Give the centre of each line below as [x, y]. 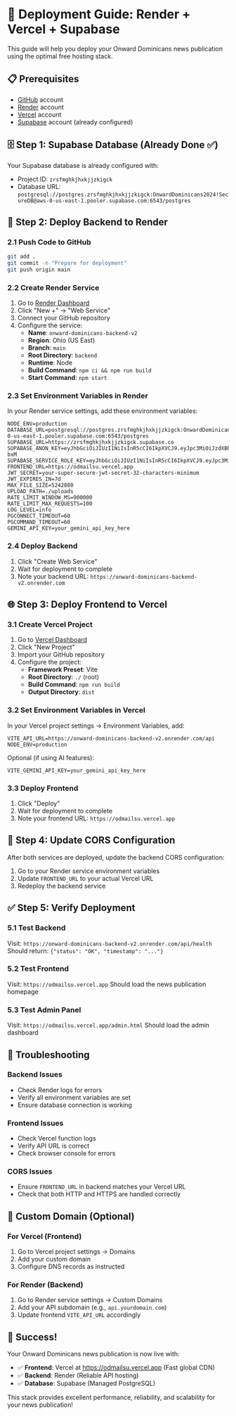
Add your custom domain [54, 1259]
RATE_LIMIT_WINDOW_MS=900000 [50, 498]
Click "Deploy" [39, 804]
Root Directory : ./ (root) [64, 677]
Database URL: [39, 186]
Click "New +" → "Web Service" [64, 310]
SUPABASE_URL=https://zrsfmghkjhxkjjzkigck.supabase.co [91, 442]
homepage [23, 991]
